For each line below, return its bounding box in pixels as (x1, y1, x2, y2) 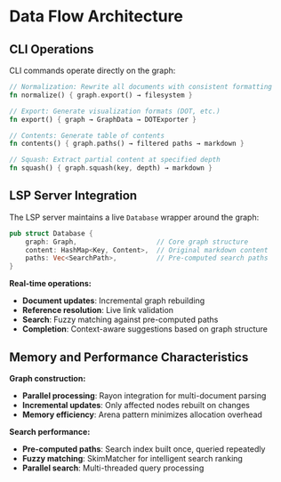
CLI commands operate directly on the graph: (9, 65, 176, 76)
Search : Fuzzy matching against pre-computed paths (21, 314, 219, 325)
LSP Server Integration (9, 189, 138, 204)
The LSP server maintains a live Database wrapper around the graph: (9, 212, 260, 222)
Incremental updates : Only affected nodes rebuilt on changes (21, 400, 251, 410)
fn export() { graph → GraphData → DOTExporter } (9, 115, 197, 124)
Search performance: (9, 427, 91, 437)
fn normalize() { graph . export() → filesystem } (9, 91, 193, 100)
